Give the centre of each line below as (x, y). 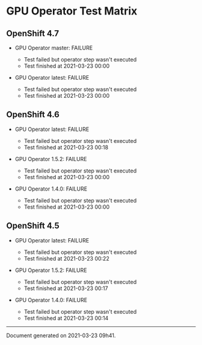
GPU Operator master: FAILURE (54, 48)
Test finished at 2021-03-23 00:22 (66, 258)
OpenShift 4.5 (33, 226)
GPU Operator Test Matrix (72, 11)
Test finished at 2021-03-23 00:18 (66, 147)
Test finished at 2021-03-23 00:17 (66, 288)
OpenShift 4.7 (32, 33)
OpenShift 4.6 (33, 115)
